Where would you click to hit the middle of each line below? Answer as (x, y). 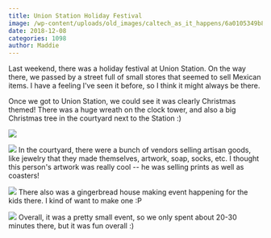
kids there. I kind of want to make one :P (75, 201)
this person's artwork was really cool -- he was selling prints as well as (126, 167)
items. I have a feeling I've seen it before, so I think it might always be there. (134, 86)
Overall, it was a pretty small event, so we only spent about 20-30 (127, 217)
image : (19, 23)
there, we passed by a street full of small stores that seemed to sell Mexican (135, 77)
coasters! (24, 176)
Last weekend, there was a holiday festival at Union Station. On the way (127, 68)
